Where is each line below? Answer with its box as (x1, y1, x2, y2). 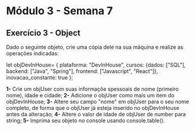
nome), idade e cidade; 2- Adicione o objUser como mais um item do (6, 92, 175, 99)
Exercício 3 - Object (6, 28, 81, 38)
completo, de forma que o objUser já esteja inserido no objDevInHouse (6, 104, 180, 111)
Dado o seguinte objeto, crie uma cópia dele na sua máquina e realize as (6, 43, 184, 50)
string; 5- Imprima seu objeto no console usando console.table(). (6, 117, 165, 124)
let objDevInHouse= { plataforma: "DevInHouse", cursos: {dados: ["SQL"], (6, 61, 186, 68)
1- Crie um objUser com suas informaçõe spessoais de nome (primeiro (6, 85, 179, 93)
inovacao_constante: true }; (6, 74, 73, 81)
